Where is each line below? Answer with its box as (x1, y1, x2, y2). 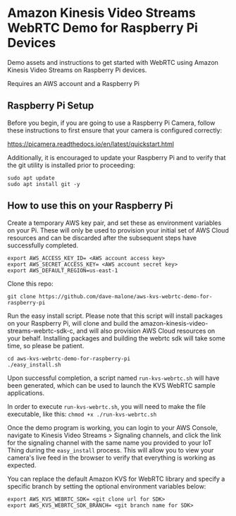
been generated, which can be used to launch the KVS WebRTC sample (7, 381, 216, 389)
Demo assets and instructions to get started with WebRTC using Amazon (7, 58, 218, 66)
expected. (7, 460, 37, 469)
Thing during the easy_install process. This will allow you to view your (7, 446, 214, 454)
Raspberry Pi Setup (7, 100, 94, 112)
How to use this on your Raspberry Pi (7, 199, 173, 212)
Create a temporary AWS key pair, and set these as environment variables (7, 219, 222, 227)
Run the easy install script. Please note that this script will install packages (7, 312, 223, 320)
